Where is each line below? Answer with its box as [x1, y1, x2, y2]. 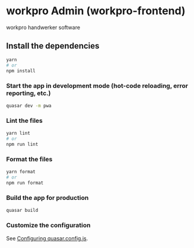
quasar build [6, 207, 39, 213]
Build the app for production [6, 194, 89, 202]
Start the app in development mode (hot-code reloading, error [6, 82, 189, 90]
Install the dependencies [6, 41, 100, 51]
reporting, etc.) [6, 89, 51, 97]
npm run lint [6, 141, 39, 147]
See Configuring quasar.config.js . [6, 234, 88, 241]
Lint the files [6, 117, 43, 125]
